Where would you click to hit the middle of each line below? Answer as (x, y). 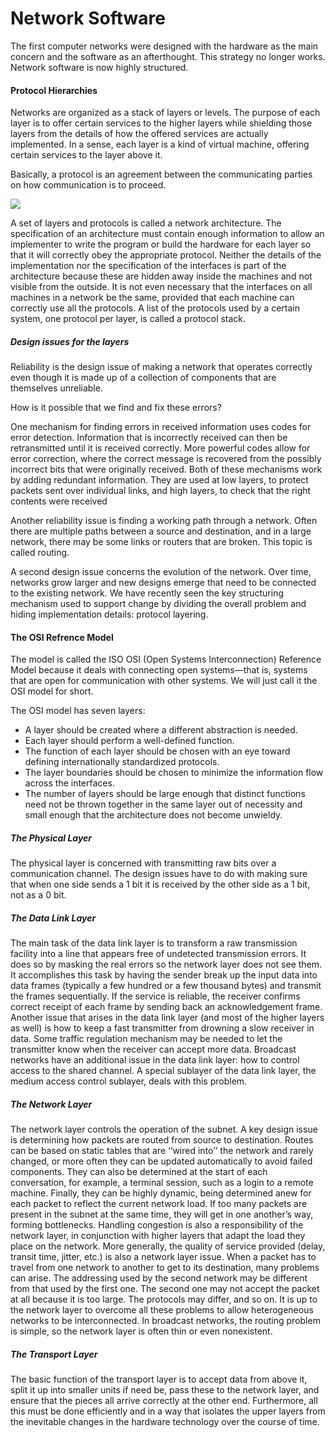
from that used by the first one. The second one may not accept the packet (165, 1289)
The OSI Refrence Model (62, 637)
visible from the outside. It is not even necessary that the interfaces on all (161, 287)
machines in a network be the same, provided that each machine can (152, 298)
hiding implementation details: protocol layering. (109, 614)
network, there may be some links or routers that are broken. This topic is (161, 542)
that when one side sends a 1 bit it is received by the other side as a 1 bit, (160, 884)
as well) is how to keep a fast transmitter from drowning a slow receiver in (162, 1028)
